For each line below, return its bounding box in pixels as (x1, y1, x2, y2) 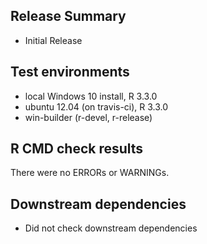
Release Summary (10, 8, 127, 25)
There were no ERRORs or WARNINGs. (10, 167, 170, 179)
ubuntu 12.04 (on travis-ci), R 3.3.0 (24, 100, 169, 113)
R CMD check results (10, 140, 144, 158)
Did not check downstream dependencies (24, 222, 198, 234)
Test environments (10, 64, 130, 81)
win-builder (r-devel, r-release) (24, 111, 153, 123)
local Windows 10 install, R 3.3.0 (24, 90, 158, 102)
